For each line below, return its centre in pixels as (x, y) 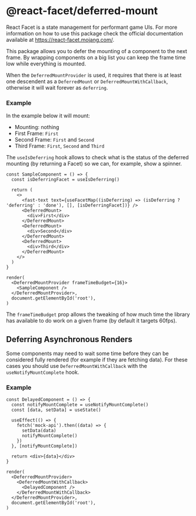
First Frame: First (36, 133)
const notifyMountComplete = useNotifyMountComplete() (80, 405)
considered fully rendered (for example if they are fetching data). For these (97, 360)
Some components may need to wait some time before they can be (87, 354)
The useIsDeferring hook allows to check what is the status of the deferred (97, 157)
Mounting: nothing (37, 127)
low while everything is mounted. (46, 64)
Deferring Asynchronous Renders (69, 339)
